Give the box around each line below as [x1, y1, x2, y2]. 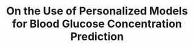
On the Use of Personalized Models [5, 4, 189, 18]
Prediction [70, 30, 124, 43]
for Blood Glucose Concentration [12, 17, 182, 31]
